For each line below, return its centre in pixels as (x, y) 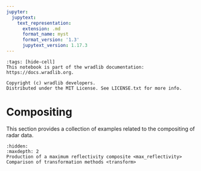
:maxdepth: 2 (23, 151)
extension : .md (41, 29)
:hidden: (17, 146)
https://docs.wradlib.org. (40, 72)
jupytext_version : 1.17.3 (55, 46)
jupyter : (17, 12)
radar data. (20, 135)
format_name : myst (45, 34)
